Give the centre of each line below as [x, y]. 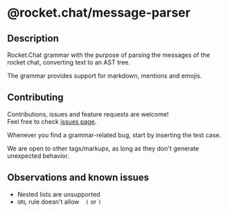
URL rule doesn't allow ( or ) [59, 202]
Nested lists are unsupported [59, 194]
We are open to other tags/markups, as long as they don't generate [103, 148]
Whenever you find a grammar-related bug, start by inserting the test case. [114, 135]
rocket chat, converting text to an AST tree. [69, 62]
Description [33, 38]
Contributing [35, 97]
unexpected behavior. [38, 156]
